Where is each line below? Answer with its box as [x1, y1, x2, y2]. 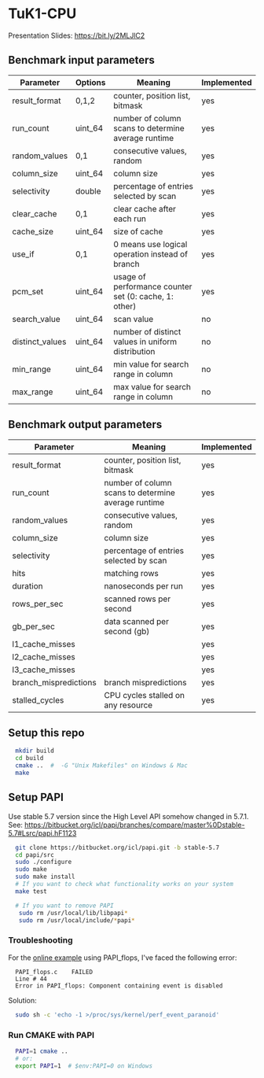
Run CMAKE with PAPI [8, 1029, 95, 1040]
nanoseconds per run [104, 580, 183, 591]
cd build [15, 755, 44, 762]
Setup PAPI [8, 791, 64, 804]
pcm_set [12, 286, 44, 297]
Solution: [8, 995, 37, 1005]
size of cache [113, 226, 163, 237]
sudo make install [15, 873, 76, 881]
